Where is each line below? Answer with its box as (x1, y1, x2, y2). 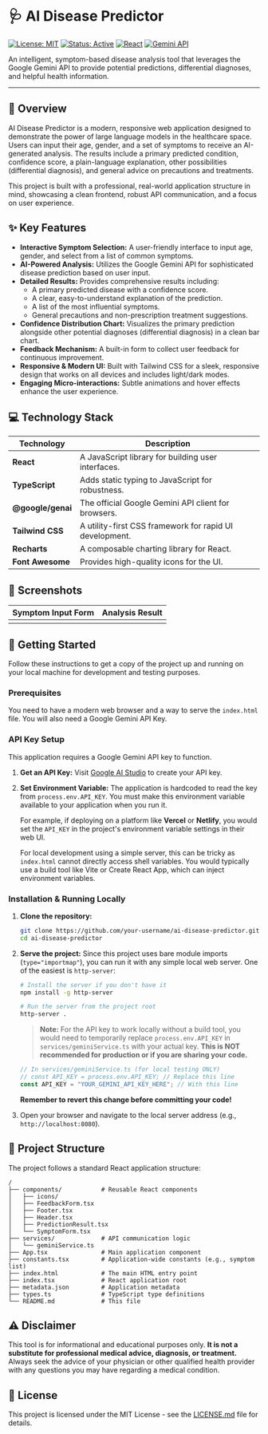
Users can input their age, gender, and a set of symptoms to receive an (8, 140, 242, 149)
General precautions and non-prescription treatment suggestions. (31, 310, 249, 320)
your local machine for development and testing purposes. (8, 668, 201, 677)
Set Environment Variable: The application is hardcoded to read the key (19, 783, 258, 792)
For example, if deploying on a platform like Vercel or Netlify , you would (19, 816, 258, 825)
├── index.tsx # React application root (8, 1276, 187, 1284)
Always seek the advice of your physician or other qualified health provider (8, 1357, 255, 1366)
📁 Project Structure (8, 1142, 105, 1155)
